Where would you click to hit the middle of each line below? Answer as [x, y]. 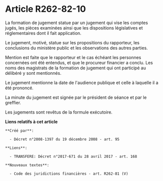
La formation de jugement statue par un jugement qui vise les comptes [77, 23]
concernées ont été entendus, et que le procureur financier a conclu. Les [79, 62]
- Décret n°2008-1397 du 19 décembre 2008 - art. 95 [65, 139]
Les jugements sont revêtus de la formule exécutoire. [59, 112]
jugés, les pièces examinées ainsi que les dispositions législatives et [74, 28]
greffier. [13, 102]
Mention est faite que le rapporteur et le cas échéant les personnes [73, 57]
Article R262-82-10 [45, 9]
